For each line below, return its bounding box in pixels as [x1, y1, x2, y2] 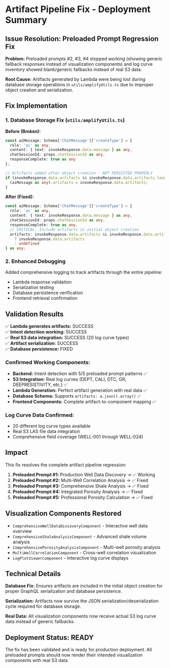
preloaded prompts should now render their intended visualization [5, 652, 143, 658]
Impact [5, 448, 28, 457]
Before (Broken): [5, 128, 41, 134]
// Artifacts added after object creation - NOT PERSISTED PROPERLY [5, 170, 153, 175]
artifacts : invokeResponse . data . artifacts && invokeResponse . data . [10, 231, 155, 237]
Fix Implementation [5, 102, 67, 110]
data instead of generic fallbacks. [5, 618, 75, 625]
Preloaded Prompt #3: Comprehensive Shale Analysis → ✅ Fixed [12, 483, 149, 489]
